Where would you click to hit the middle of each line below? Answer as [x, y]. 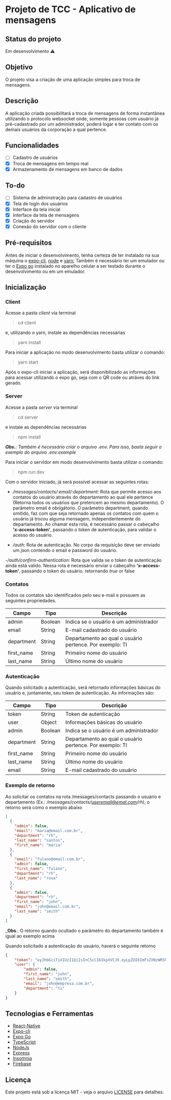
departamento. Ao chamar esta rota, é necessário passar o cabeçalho [86, 524]
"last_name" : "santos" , [40, 840]
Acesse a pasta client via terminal [40, 313]
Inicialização [26, 287]
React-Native [26, 1026]
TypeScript [24, 1042]
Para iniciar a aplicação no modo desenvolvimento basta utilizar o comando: [85, 352]
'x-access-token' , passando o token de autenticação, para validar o [84, 529]
